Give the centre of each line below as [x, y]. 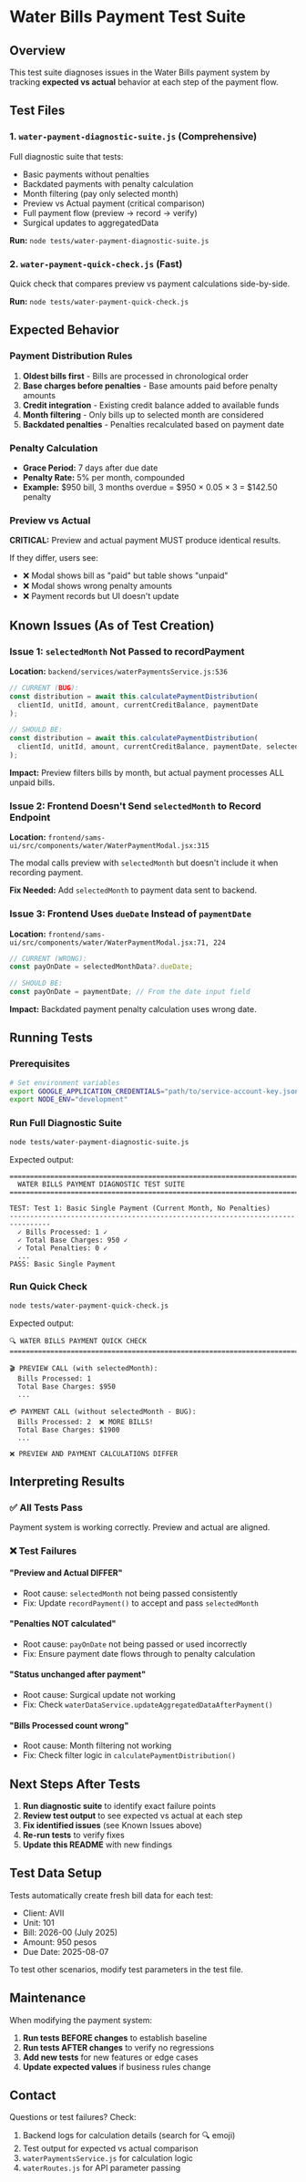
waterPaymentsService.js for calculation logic [108, 2158]
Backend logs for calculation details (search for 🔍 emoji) [129, 2135]
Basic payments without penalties [86, 174]
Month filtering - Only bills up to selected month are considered [143, 414]
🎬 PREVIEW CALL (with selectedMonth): [84, 1368]
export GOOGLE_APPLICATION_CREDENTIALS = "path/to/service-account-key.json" [156, 1091]
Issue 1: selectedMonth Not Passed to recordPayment [127, 651]
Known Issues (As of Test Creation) [112, 625]
